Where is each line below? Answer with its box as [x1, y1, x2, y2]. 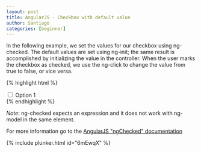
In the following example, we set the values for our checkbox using [6, 42, 173, 49]
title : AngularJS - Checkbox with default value [6, 14, 131, 20]
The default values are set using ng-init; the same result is [30, 49, 175, 56]
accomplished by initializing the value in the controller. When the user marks [6, 55, 196, 62]
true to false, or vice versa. [6, 67, 73, 75]
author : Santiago [6, 20, 50, 26]
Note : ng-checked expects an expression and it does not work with [6, 109, 173, 117]
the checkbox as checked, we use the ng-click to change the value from [6, 61, 185, 68]
